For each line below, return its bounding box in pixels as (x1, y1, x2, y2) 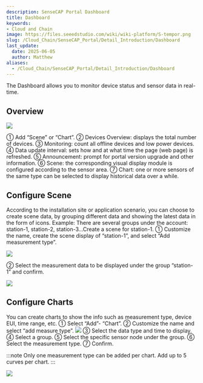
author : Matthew (12, 54, 53, 60)
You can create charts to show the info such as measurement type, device (6, 313, 192, 320)
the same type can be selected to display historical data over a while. (6, 173, 179, 180)
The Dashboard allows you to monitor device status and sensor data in (6, 82, 183, 89)
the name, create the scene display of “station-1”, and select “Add (6, 232, 170, 239)
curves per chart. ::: (6, 358, 56, 365)
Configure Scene (6, 190, 72, 201)
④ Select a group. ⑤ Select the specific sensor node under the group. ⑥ (6, 333, 195, 340)
